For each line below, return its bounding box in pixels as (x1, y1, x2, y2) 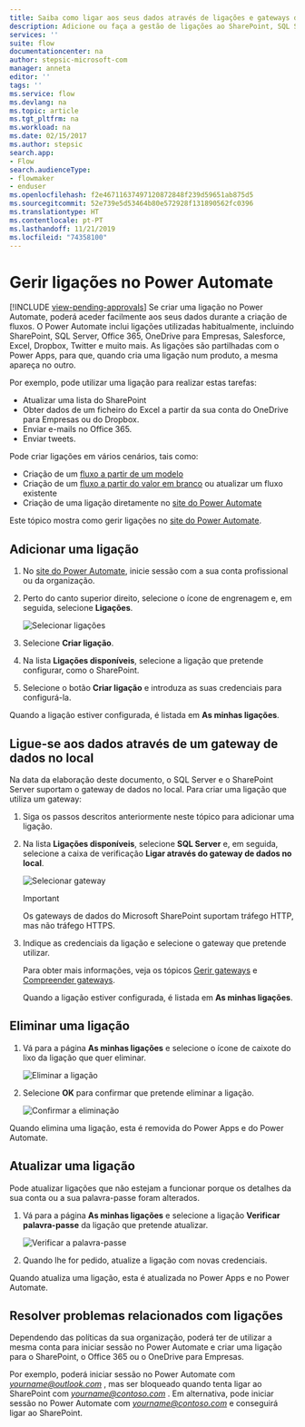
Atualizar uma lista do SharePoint (22, 395, 147, 406)
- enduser (9, 182, 47, 192)
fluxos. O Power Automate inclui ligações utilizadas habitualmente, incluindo (9, 321, 295, 332)
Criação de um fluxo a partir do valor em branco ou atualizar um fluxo (22, 478, 283, 489)
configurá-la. (22, 692, 72, 704)
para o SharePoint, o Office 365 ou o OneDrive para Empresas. (9, 1352, 245, 1363)
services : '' (9, 30, 59, 39)
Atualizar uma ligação (9, 1158, 136, 1174)
